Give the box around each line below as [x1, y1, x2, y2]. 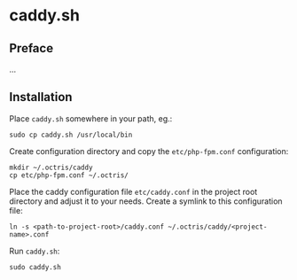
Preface [9, 41, 54, 56]
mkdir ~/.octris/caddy [9, 163, 93, 172]
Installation [9, 89, 73, 105]
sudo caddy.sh [9, 262, 62, 271]
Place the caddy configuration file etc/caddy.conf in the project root [9, 186, 258, 197]
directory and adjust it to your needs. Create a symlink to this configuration [9, 196, 283, 206]
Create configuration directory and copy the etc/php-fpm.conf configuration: [9, 145, 289, 156]
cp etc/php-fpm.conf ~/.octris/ [9, 170, 129, 180]
